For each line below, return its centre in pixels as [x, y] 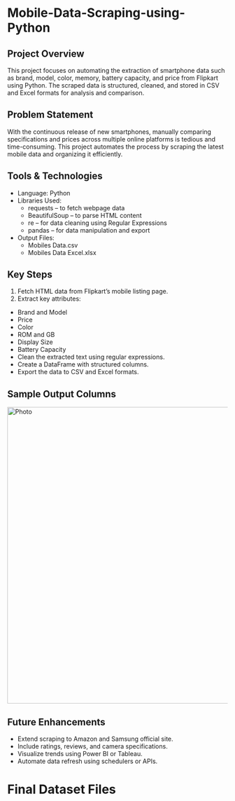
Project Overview [46, 54]
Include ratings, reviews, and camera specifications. [92, 746]
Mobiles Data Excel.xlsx [62, 252]
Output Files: [36, 238]
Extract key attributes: [49, 299]
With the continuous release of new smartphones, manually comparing [109, 132]
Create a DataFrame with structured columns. [83, 364]
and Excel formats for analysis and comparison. [76, 93]
